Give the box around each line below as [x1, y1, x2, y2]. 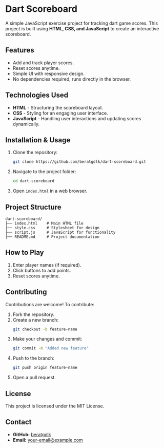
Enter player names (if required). [12, 262, 81, 268]
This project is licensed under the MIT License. [5, 403, 105, 409]
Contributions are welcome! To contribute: [5, 301, 95, 307]
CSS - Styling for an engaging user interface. [12, 110, 109, 116]
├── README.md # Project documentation [5, 234, 100, 239]
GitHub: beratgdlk [12, 431, 51, 437]
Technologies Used [5, 91, 68, 100]
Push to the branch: [12, 355, 55, 361]
